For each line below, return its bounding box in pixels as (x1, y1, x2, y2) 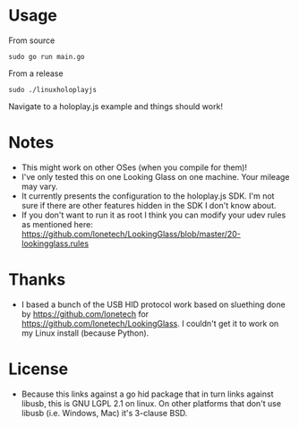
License (8, 359, 69, 379)
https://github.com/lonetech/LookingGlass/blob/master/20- (21, 228, 241, 239)
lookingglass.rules (21, 238, 90, 249)
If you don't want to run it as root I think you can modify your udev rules (21, 209, 286, 220)
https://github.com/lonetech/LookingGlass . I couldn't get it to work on (21, 318, 279, 329)
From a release (8, 68, 64, 79)
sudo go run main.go (8, 52, 86, 61)
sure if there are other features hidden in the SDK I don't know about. (21, 200, 277, 210)
